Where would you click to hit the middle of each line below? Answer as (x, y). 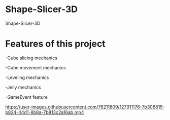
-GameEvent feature (27, 97)
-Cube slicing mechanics (31, 58)
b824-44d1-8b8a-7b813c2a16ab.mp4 (45, 112)
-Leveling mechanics (27, 77)
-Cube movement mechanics (36, 67)
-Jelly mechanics (23, 87)
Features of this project (55, 44)
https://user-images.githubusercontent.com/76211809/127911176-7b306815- (85, 107)
